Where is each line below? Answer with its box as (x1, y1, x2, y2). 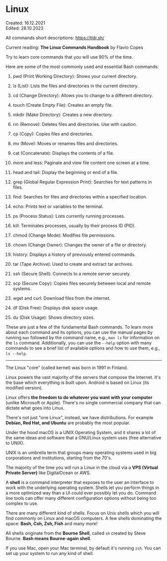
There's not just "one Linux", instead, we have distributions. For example (5, 414, 154, 420)
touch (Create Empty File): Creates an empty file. (12, 102, 113, 108)
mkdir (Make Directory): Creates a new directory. (12, 112, 113, 118)
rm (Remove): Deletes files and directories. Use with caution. (12, 121, 137, 127)
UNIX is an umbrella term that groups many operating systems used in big (5, 449, 157, 455)
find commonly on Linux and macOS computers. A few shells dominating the (5, 515, 162, 521)
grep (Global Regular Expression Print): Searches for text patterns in (12, 179, 152, 185)
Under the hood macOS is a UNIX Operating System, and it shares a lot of (5, 429, 156, 435)
